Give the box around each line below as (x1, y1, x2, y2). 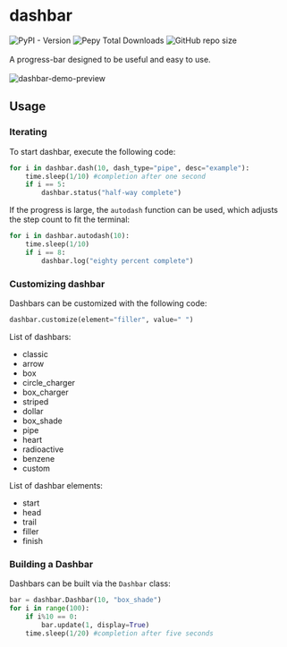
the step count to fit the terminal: (9, 214, 131, 225)
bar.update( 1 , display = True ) (41, 620, 150, 629)
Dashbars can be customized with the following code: (9, 297, 207, 309)
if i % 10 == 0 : (25, 612, 78, 621)
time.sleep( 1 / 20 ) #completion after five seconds (25, 628, 215, 638)
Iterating (9, 126, 47, 139)
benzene (21, 453, 55, 464)
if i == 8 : (25, 248, 66, 257)
